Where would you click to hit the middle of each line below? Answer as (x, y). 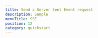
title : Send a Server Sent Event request (49, 10)
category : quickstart (28, 28)
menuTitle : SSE (21, 19)
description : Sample (27, 14)
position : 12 (19, 23)
